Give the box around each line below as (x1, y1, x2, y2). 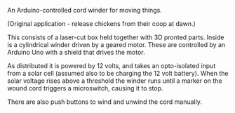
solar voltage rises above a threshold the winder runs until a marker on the (7, 77, 222, 85)
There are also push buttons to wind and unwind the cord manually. (7, 98, 202, 106)
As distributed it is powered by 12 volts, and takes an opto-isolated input (7, 62, 216, 69)
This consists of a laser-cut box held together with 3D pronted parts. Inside (7, 33, 224, 41)
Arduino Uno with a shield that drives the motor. (7, 48, 145, 56)
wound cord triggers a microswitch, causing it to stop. (7, 84, 163, 92)
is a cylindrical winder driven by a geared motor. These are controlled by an (7, 41, 226, 48)
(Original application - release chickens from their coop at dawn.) (7, 20, 196, 27)
